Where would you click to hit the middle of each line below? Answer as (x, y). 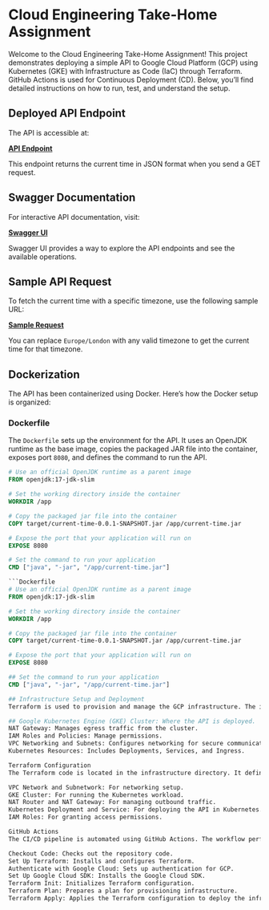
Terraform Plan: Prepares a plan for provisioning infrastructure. (123, 891)
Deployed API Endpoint (67, 114)
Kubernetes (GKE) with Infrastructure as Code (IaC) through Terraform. (125, 71)
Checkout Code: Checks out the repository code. (91, 853)
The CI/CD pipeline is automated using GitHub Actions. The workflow (127, 839)
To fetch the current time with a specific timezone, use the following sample (133, 301)
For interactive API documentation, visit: (74, 217)
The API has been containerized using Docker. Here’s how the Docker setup (133, 394)
